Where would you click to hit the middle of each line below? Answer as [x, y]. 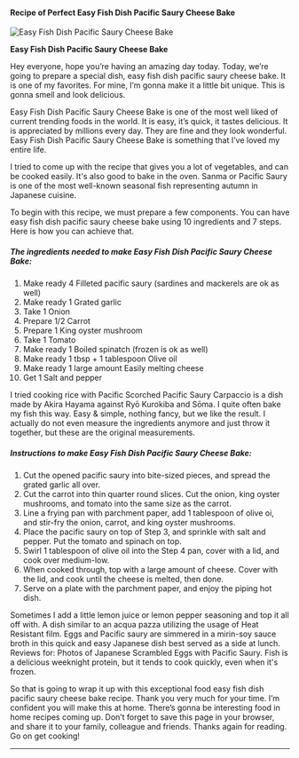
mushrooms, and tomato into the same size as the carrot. [127, 504]
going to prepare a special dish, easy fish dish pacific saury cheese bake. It [148, 76]
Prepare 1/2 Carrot [57, 321]
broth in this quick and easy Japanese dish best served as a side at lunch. [145, 644]
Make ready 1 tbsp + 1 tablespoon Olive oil [100, 359]
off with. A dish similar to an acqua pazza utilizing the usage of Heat [134, 625]
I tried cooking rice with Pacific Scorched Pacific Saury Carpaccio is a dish [147, 395]
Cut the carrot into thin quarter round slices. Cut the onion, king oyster [151, 494]
